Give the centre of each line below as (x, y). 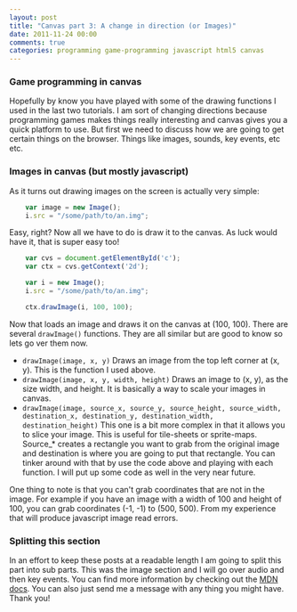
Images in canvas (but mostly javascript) (99, 172)
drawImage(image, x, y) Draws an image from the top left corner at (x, (151, 360)
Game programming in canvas (76, 82)
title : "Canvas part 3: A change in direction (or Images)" (123, 26)
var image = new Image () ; (73, 207)
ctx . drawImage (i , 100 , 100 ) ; (79, 307)
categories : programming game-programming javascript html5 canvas (137, 51)
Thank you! (30, 599)
